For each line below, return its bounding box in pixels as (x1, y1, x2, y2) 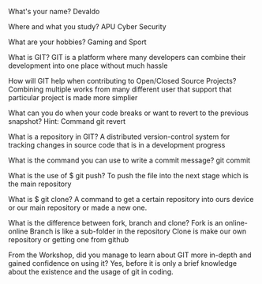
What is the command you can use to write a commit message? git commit (8, 155, 251, 165)
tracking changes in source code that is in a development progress (8, 140, 226, 149)
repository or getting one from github (8, 235, 129, 244)
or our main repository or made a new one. (8, 203, 148, 212)
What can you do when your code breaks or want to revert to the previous (8, 108, 249, 118)
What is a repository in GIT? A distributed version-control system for (8, 132, 230, 141)
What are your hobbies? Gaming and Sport (8, 37, 148, 47)
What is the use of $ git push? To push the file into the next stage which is (8, 171, 249, 180)
